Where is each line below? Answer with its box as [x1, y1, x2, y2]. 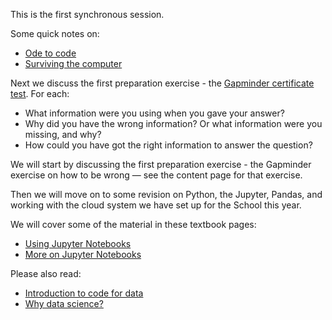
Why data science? [24, 298, 104, 309]
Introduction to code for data [24, 287, 144, 299]
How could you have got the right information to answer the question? [24, 139, 313, 151]
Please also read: [10, 268, 82, 279]
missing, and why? [24, 129, 102, 140]
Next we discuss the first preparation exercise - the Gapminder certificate [10, 77, 315, 89]
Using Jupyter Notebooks [24, 238, 132, 249]
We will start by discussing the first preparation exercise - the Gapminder [10, 159, 312, 170]
